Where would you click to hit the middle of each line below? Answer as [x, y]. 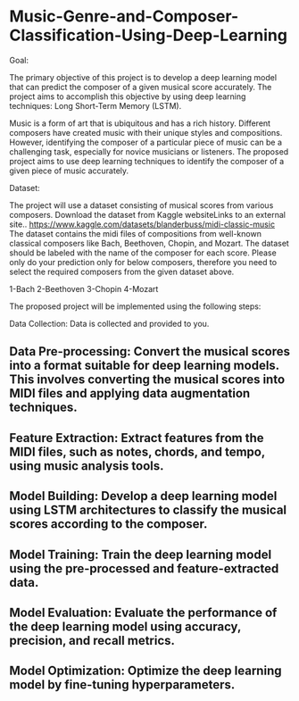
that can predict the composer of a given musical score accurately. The [141, 87]
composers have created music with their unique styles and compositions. [146, 132]
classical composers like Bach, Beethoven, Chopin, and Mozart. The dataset [149, 243]
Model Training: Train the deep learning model [141, 554]
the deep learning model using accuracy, [125, 626]
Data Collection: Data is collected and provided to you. [109, 323]
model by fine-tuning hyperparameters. [122, 685]
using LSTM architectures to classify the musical [148, 510]
